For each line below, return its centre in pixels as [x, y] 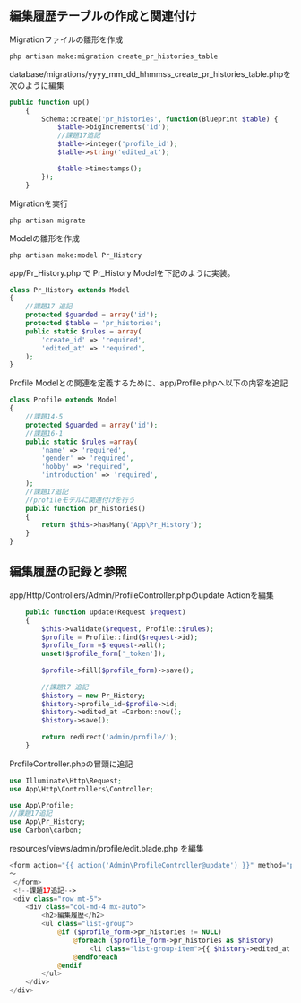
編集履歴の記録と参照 [68, 572]
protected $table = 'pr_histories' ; [94, 324]
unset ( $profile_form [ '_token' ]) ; [104, 654]
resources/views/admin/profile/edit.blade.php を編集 [107, 848]
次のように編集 [37, 85]
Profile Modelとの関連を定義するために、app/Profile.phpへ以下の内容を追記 [149, 383]
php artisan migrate [48, 220]
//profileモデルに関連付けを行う [80, 500]
